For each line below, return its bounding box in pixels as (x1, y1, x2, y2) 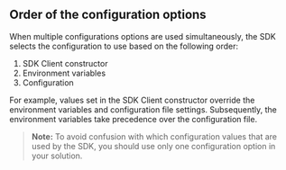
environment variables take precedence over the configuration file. (9, 113, 258, 124)
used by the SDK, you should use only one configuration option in (31, 140, 276, 151)
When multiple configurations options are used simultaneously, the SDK (9, 31, 277, 41)
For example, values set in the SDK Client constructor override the (9, 94, 255, 105)
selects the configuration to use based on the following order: (9, 40, 239, 51)
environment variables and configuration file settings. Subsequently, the (9, 103, 277, 115)
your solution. (31, 150, 83, 161)
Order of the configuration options (9, 7, 207, 22)
